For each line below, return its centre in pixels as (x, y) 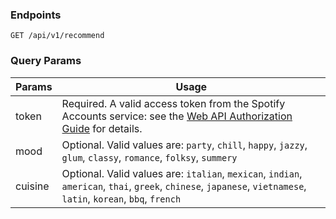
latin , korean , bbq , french (121, 198)
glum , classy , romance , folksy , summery (149, 157)
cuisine (32, 186)
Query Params (46, 61)
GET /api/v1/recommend (57, 36)
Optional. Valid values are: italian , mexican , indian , (182, 173)
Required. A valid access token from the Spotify (173, 103)
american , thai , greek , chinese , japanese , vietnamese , (184, 186)
